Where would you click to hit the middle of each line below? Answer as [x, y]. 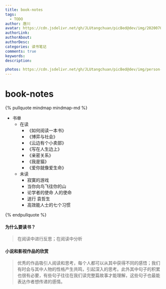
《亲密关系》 [40, 155]
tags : [11, 14]
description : [19, 61]
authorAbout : [19, 38]
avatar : [13, 28]
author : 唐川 [18, 24]
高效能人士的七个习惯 [49, 205]
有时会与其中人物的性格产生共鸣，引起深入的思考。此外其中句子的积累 [89, 269]
